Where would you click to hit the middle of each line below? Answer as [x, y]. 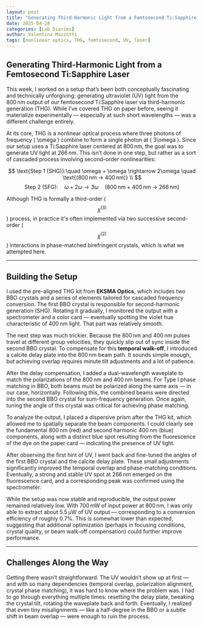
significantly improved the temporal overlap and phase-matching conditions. [102, 468]
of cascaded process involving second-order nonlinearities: [81, 159]
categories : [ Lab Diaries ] [40, 29]
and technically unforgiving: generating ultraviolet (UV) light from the [93, 96]
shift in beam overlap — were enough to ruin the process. [78, 616]
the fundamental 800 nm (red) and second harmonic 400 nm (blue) [90, 430]
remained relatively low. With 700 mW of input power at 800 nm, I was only [100, 505]
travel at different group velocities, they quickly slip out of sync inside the [98, 342]
